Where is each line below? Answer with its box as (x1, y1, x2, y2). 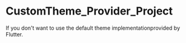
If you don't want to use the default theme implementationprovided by (5, 24, 181, 31)
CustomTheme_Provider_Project (5, 4, 173, 18)
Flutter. (5, 30, 24, 38)
